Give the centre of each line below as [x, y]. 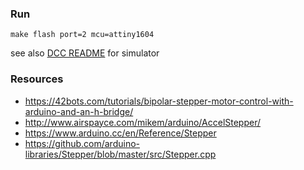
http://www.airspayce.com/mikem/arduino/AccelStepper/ [143, 122]
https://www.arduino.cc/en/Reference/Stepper [120, 133]
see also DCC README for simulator [85, 53]
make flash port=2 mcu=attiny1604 [82, 35]
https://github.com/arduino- [82, 143]
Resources [37, 79]
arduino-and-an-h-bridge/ [79, 111]
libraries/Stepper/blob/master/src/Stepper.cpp [120, 154]
